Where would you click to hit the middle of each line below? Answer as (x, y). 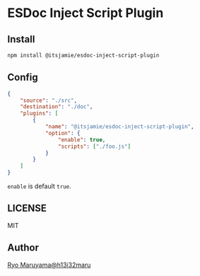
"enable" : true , (82, 139)
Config (23, 77)
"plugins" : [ (39, 114)
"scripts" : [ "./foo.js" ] (94, 146)
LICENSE (27, 208)
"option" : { (63, 133)
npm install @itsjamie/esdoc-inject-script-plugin (83, 55)
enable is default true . (40, 186)
